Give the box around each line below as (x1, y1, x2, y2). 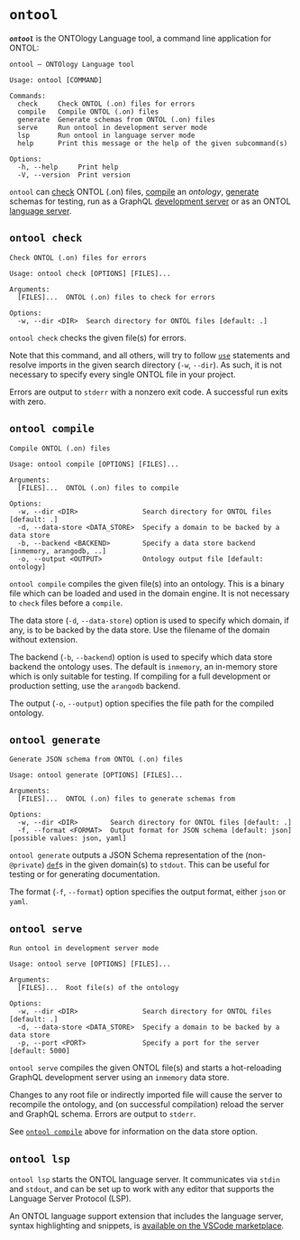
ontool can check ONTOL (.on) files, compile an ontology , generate (9, 186, 259, 197)
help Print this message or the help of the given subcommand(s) (17, 138, 288, 148)
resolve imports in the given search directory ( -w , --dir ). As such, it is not (9, 359, 282, 370)
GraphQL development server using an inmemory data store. (9, 1072, 230, 1083)
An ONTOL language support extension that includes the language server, (9, 1211, 284, 1221)
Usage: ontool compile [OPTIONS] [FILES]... (9, 459, 179, 468)
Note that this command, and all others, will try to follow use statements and (9, 349, 290, 360)
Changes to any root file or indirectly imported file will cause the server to (9, 1089, 283, 1100)
